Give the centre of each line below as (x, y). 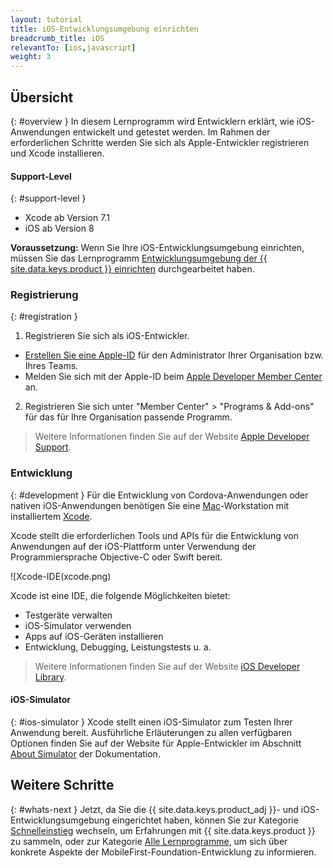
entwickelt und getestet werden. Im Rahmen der (171, 132)
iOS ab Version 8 (59, 228)
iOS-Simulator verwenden (78, 625)
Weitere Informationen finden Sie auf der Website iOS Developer (167, 666)
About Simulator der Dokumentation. (85, 753)
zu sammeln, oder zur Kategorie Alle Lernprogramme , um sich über (149, 841)
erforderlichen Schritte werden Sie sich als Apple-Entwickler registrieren (160, 142)
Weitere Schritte (62, 785)
